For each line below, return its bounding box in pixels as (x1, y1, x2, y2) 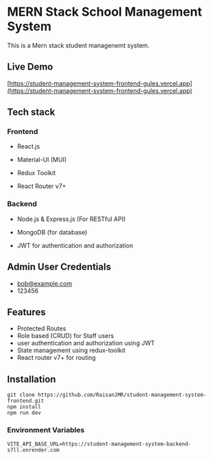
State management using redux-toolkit (16, 346, 126, 354)
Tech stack (7, 107, 55, 118)
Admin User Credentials (7, 261, 112, 273)
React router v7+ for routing (16, 354, 96, 362)
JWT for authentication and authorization (16, 241, 134, 250)
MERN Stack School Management (7, 4, 202, 20)
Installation (7, 373, 56, 385)
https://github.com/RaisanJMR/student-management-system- (37, 391, 207, 399)
